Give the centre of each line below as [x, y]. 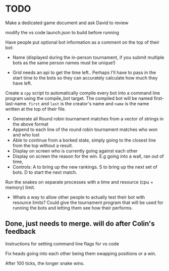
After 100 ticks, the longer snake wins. [45, 263]
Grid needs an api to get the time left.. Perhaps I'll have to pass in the [84, 72]
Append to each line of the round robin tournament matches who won [85, 129]
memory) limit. [20, 187]
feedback [21, 231]
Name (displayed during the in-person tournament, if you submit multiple [88, 57]
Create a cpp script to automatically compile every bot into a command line [83, 93]
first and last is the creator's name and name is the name [89, 103]
